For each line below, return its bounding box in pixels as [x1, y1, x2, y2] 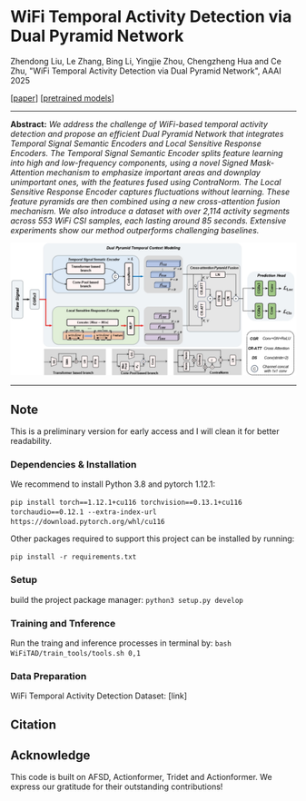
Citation [10, 717, 57, 732]
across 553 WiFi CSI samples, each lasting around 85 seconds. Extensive [10, 215, 287, 226]
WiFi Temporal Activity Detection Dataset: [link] [10, 690, 188, 701]
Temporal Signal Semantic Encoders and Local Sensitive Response [10, 138, 262, 149]
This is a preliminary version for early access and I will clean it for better [10, 426, 280, 437]
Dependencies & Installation [10, 458, 137, 470]
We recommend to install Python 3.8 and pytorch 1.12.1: [10, 479, 216, 489]
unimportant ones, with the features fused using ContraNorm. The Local [10, 176, 281, 187]
